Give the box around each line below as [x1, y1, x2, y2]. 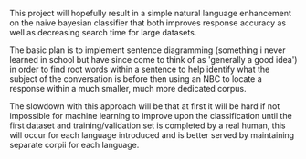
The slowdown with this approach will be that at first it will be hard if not [9, 101, 280, 112]
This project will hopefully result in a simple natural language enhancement [9, 8, 292, 18]
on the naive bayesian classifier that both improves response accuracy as [9, 17, 286, 28]
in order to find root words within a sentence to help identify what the [9, 64, 270, 75]
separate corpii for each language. [9, 140, 140, 150]
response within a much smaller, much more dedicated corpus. [9, 84, 247, 94]
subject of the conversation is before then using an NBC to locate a [9, 74, 262, 84]
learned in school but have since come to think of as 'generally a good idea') [9, 55, 298, 65]
